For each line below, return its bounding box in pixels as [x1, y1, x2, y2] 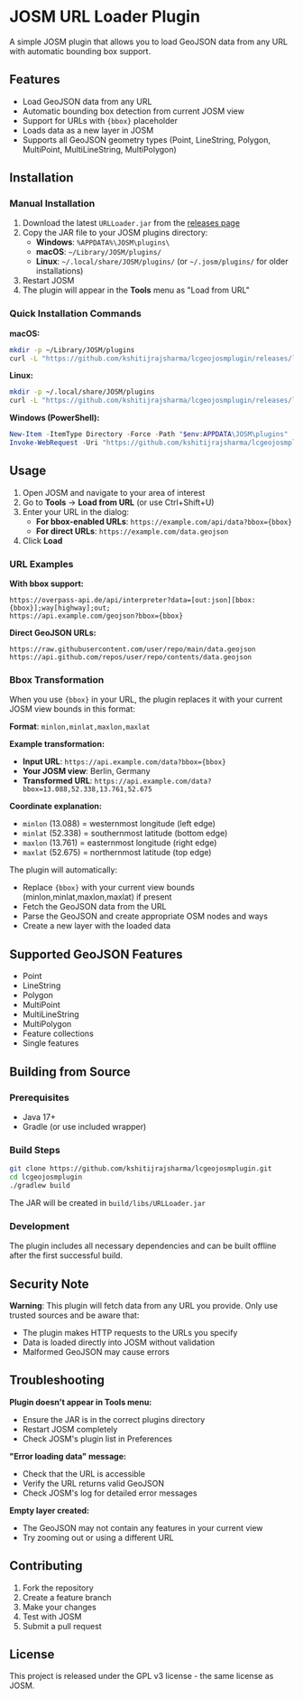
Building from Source [9, 1064, 131, 1079]
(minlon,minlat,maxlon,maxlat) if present [22, 891, 172, 902]
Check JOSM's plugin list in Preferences [22, 1433, 173, 1444]
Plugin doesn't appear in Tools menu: [9, 1396, 152, 1407]
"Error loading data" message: [9, 1451, 126, 1461]
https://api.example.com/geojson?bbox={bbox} [9, 611, 183, 620]
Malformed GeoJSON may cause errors [22, 1346, 170, 1357]
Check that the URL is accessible [22, 1468, 146, 1479]
